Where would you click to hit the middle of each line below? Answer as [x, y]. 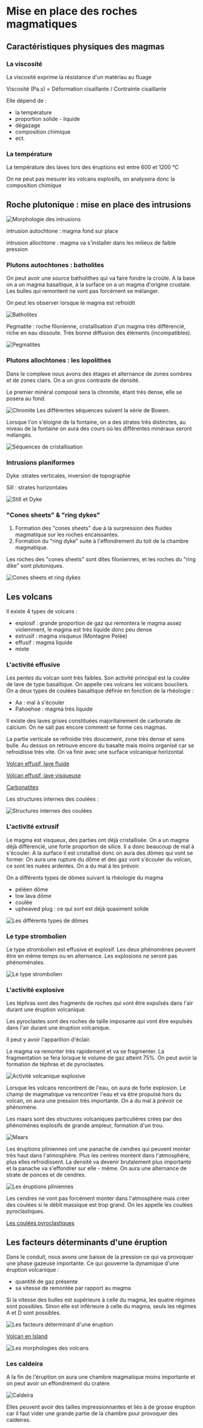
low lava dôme [33, 895]
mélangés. [19, 435]
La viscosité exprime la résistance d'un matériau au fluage [79, 77]
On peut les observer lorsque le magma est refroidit [71, 303]
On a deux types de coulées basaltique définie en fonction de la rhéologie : [100, 691]
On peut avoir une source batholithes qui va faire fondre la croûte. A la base [101, 278]
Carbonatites [22, 787]
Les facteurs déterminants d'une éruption [87, 1242]
